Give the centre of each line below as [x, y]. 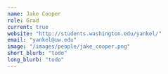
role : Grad [23, 20]
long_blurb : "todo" [36, 60]
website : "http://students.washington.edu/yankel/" [84, 33]
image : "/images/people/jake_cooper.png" [69, 47]
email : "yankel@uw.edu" [42, 40]
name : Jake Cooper [34, 14]
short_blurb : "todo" [38, 54]
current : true [28, 27]
